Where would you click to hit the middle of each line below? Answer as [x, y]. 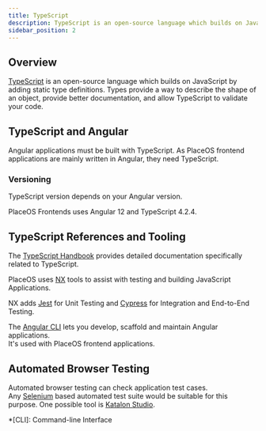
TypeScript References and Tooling [97, 237]
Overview [33, 62]
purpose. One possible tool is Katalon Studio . [82, 404]
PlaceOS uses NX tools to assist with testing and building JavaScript [120, 280]
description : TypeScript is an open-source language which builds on [125, 23]
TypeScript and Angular [68, 131]
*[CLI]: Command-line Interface [60, 419]
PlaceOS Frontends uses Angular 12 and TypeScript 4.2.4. [103, 212]
